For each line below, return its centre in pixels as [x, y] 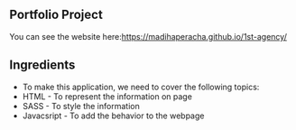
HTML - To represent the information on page [107, 96]
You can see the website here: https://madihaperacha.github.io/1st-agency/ [148, 36]
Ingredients [42, 65]
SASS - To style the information [81, 106]
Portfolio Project [56, 15]
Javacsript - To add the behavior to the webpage [113, 116]
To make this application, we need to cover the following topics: [141, 87]
